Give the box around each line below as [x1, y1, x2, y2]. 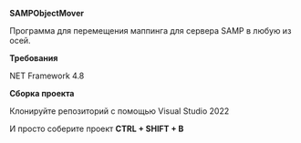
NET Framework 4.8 [9, 70, 85, 81]
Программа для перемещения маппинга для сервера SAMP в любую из [9, 26, 292, 36]
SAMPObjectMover [9, 8, 85, 18]
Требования [9, 53, 58, 63]
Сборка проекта [9, 88, 75, 98]
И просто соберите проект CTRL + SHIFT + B [9, 123, 184, 134]
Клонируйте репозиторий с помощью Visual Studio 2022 [9, 106, 230, 117]
